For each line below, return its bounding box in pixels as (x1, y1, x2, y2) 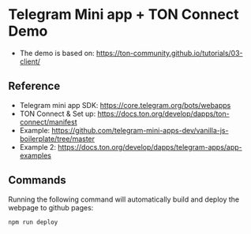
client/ (19, 57, 41, 66)
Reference (8, 80, 61, 93)
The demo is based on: (19, 48, 95, 58)
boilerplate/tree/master (19, 134, 96, 143)
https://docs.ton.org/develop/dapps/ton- (97, 109, 230, 118)
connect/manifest (19, 117, 77, 127)
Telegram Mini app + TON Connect (8, 6, 239, 24)
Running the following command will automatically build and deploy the (8, 195, 239, 204)
